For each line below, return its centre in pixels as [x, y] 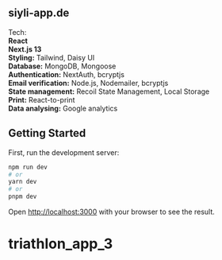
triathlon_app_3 [61, 244]
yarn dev [23, 182]
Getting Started [47, 133]
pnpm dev [23, 197]
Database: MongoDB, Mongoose [62, 66]
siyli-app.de [39, 13]
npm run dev [28, 167]
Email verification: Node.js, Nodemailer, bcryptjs [88, 83]
